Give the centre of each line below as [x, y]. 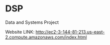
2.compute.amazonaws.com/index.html [46, 37]
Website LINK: [20, 32]
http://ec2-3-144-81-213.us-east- [70, 32]
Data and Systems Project [32, 22]
